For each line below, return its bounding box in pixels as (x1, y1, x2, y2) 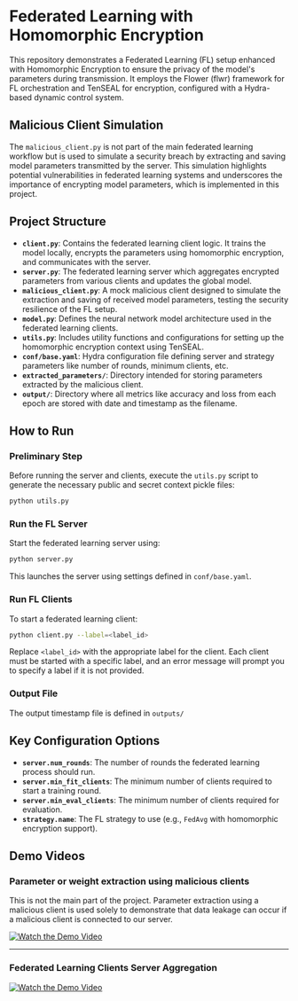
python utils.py (9, 497, 69, 506)
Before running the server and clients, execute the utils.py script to (9, 470, 259, 481)
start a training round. (21, 785, 102, 795)
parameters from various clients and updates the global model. (21, 275, 253, 285)
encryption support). (21, 823, 98, 833)
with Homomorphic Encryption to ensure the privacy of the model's (9, 64, 255, 74)
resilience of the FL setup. (21, 303, 118, 314)
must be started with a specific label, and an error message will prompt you (9, 656, 286, 667)
